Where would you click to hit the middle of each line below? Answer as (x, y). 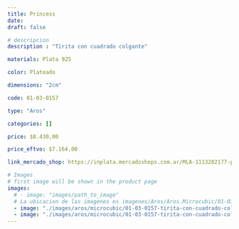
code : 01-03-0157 (33, 98)
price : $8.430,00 (33, 137)
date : (15, 21)
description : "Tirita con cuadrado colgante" (78, 47)
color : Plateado (31, 73)
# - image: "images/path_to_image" (67, 195)
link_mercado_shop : (36, 162)
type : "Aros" (27, 111)
